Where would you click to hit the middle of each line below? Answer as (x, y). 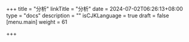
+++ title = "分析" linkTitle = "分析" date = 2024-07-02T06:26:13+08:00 (95, 9)
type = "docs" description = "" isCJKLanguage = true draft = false (88, 16)
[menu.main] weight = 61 (37, 22)
